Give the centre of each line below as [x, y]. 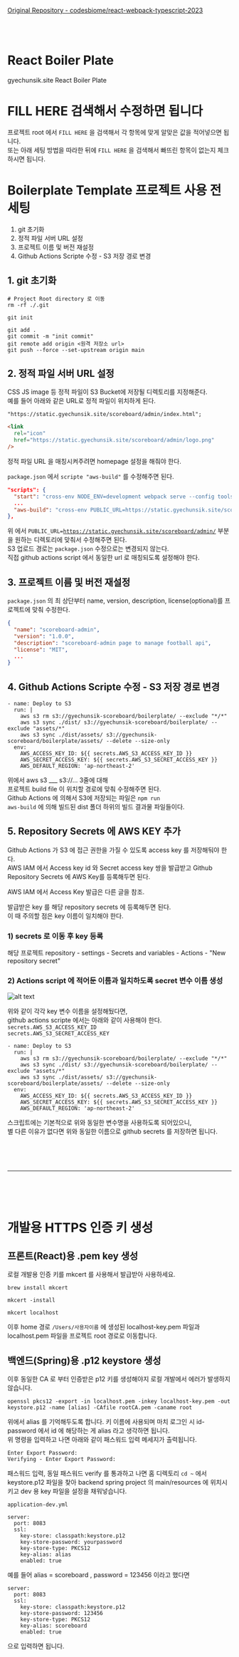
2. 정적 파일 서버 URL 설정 [61, 374]
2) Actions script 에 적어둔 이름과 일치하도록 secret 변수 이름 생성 [115, 981]
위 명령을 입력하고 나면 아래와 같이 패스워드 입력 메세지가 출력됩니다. [102, 1440]
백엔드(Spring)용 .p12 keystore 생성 [84, 1360]
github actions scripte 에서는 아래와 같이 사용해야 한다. [85, 1020]
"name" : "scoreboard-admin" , [57, 630]
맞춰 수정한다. [51, 610]
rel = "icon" [30, 434]
